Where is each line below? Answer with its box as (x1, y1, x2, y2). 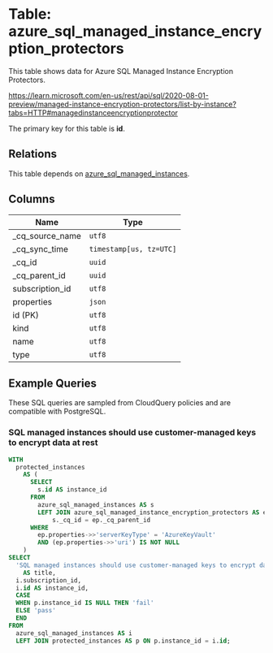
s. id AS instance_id (37, 486, 107, 494)
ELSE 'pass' (15, 607, 57, 615)
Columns (8, 192, 55, 206)
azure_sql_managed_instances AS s (37, 500, 154, 508)
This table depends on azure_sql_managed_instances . (8, 168, 190, 179)
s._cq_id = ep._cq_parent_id (51, 516, 151, 524)
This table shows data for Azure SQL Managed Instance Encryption (8, 66, 234, 76)
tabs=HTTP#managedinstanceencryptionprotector (8, 107, 179, 118)
